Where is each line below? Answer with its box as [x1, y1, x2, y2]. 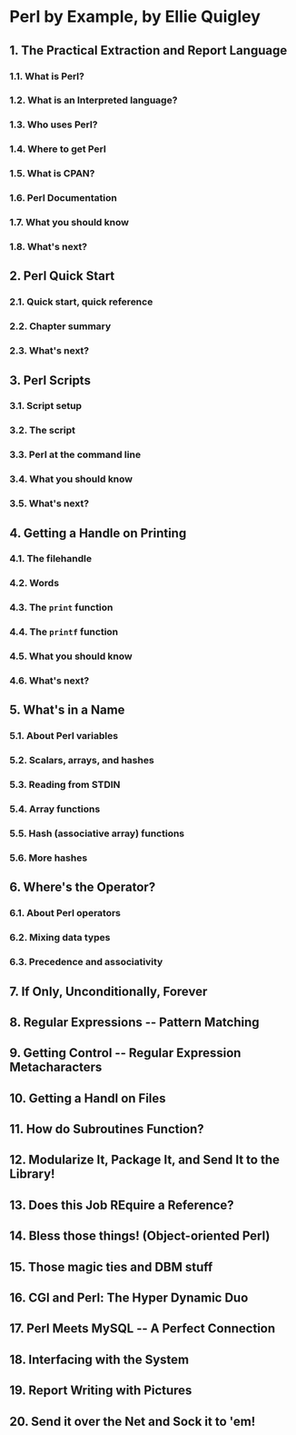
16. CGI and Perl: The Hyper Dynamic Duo [9, 1291, 249, 1306]
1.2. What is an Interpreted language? [9, 94, 178, 106]
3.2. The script [9, 424, 75, 437]
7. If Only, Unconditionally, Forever [9, 983, 208, 999]
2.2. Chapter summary [9, 320, 112, 333]
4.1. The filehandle [9, 553, 93, 565]
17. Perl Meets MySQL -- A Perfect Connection [9, 1320, 276, 1337]
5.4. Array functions [9, 802, 101, 815]
